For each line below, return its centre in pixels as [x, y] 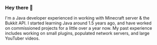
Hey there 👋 [19, 8]
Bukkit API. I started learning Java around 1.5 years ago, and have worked [78, 23]
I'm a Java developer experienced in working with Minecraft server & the [77, 18]
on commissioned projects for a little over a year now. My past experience [78, 28]
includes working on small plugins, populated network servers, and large [77, 34]
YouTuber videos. [22, 38]
